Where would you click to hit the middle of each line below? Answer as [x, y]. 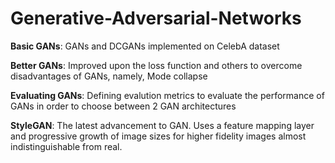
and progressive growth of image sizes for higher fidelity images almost [158, 136]
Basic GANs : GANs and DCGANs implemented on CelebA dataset [145, 46]
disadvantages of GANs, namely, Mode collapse [109, 76]
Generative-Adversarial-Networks [156, 18]
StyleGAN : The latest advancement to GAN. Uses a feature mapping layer [162, 125]
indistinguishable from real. [66, 146]
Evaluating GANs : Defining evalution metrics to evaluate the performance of [167, 95]
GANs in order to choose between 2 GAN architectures [123, 106]
